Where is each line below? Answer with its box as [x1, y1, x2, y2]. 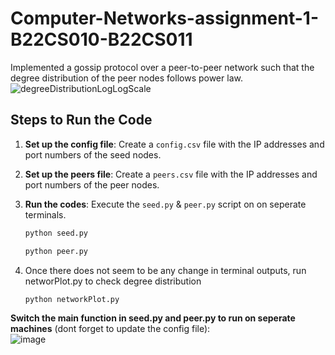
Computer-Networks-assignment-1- [10, 7, 319, 30]
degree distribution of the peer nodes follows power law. [10, 72, 243, 84]
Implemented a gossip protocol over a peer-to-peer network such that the [10, 61, 315, 73]
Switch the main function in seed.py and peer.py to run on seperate [10, 312, 296, 324]
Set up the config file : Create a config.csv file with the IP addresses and [24, 138, 325, 150]
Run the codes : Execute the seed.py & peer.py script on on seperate [24, 198, 307, 210]
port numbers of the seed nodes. [24, 148, 162, 161]
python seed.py [24, 228, 89, 238]
